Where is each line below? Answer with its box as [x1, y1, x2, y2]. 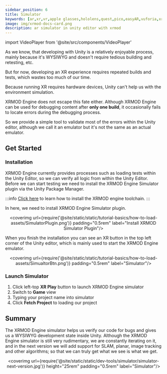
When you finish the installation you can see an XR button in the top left [5, 235, 152, 241]
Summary [5, 314, 36, 322]
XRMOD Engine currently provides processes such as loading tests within [5, 170, 156, 176]
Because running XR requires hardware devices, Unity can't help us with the [5, 84, 162, 90]
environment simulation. [5, 89, 55, 95]
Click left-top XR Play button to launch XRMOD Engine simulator [12, 284, 144, 290]
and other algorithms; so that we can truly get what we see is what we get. [5, 348, 158, 354]
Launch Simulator [5, 272, 49, 279]
